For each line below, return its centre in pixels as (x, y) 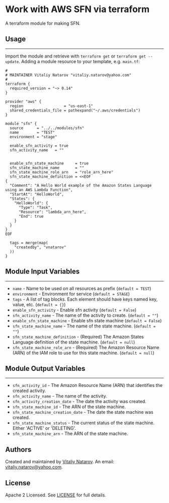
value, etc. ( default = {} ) (39, 304)
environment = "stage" (33, 137)
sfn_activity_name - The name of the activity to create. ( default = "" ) (85, 315)
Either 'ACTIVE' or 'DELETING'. (44, 428)
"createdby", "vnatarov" (40, 247)
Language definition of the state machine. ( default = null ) (74, 342)
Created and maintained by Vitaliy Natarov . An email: (60, 462)
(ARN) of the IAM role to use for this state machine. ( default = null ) (83, 353)
